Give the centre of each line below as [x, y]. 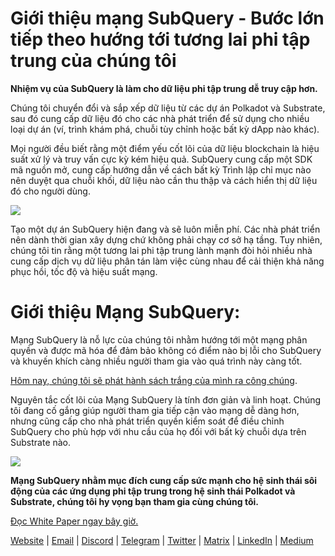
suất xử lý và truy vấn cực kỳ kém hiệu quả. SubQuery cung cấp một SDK [161, 159]
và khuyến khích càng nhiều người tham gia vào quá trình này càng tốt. [156, 361]
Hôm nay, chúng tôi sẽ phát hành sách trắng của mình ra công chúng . [154, 380]
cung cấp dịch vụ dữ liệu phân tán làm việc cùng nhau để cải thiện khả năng [167, 261]
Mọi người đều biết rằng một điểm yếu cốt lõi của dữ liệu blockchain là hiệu [165, 148]
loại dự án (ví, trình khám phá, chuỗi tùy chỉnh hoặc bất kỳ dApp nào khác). [165, 129]
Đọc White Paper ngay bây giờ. [74, 521]
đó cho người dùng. [50, 191]
